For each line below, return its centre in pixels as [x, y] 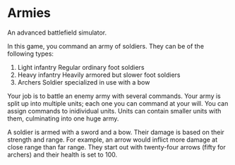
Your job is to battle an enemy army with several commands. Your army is [114, 96]
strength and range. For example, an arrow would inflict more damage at [113, 140]
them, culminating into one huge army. [63, 118]
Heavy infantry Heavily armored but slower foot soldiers [99, 75]
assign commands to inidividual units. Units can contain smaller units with [114, 111]
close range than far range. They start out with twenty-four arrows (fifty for [116, 147]
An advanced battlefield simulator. [57, 32]
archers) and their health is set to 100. [62, 154]
